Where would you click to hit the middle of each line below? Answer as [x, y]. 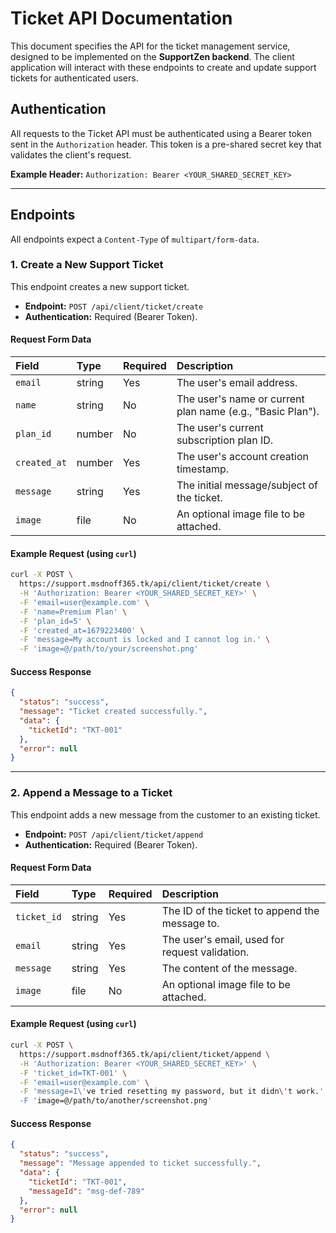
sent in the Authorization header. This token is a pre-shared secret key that [166, 144]
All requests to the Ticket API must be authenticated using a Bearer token [161, 133]
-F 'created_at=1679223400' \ [82, 630]
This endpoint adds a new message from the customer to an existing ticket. [165, 814]
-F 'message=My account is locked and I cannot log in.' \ [145, 640]
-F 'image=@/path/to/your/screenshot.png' [109, 649]
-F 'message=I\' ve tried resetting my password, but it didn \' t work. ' [172, 1092]
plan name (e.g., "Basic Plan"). [248, 412]
